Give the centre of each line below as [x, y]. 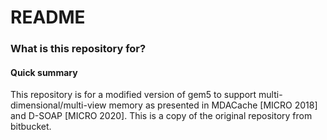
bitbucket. [31, 127]
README [48, 17]
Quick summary [44, 72]
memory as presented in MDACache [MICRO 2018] [213, 105]
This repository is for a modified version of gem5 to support [133, 95]
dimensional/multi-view [58, 105]
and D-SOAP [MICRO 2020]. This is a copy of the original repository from [161, 116]
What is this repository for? [78, 49]
